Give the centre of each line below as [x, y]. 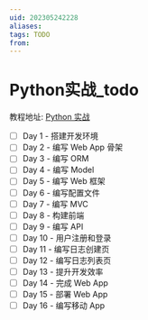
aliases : [26, 26]
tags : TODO [30, 34]
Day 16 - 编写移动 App [64, 306]
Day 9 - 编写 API [53, 226]
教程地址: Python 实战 [50, 117]
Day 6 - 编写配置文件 [61, 192]
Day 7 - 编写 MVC [55, 204]
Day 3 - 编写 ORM [55, 159]
